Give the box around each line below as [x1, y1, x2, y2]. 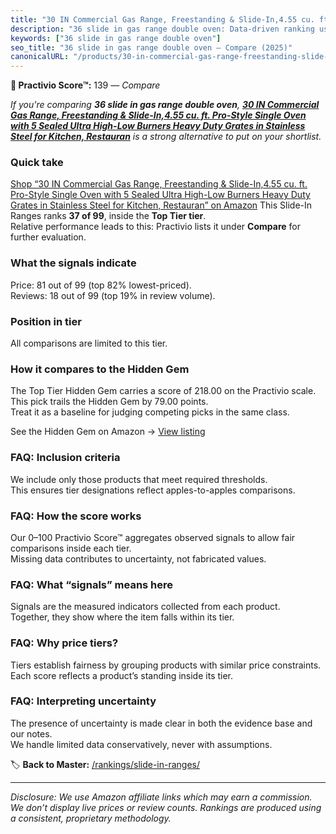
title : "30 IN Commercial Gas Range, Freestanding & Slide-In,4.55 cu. [10, 14, 315, 25]
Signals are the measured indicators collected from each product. [10, 601, 281, 613]
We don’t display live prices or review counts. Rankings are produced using [10, 801, 322, 813]
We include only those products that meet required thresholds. [10, 473, 268, 485]
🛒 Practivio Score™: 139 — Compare [10, 79, 161, 91]
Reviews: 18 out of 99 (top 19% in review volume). [10, 289, 216, 301]
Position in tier [10, 314, 82, 328]
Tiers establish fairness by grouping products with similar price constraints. [10, 659, 322, 671]
